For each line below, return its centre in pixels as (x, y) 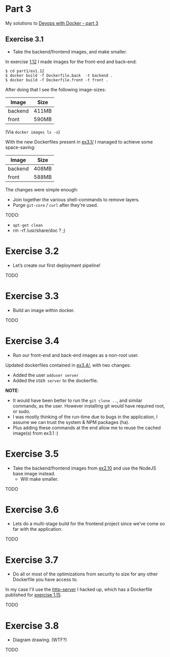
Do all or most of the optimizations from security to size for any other (85, 574)
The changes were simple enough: (42, 189)
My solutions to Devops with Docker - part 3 (52, 23)
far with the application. (38, 529)
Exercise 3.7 (32, 560)
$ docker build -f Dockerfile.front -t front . (57, 80)
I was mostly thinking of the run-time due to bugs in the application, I (85, 417)
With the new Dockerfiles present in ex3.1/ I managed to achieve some (79, 142)
